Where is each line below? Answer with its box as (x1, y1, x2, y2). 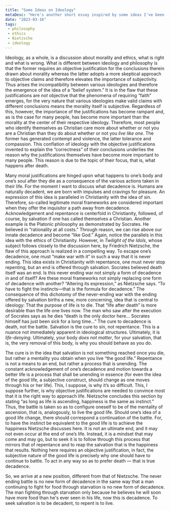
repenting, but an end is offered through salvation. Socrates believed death (5, 264, 162, 270)
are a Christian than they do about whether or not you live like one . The (5, 130, 154, 136)
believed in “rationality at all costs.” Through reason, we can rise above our (5, 226, 162, 232)
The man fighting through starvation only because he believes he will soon (5, 489, 161, 495)
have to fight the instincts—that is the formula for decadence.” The (5, 286, 145, 292)
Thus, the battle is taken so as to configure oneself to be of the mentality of (5, 404, 163, 410)
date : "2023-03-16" (5, 17, 47, 22)
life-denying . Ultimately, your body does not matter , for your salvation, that (5, 334, 162, 341)
